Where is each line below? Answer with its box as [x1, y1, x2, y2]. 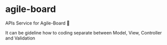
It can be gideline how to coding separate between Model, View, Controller [5, 29, 162, 35]
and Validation [5, 35, 36, 41]
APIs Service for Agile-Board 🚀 [5, 20, 70, 26]
